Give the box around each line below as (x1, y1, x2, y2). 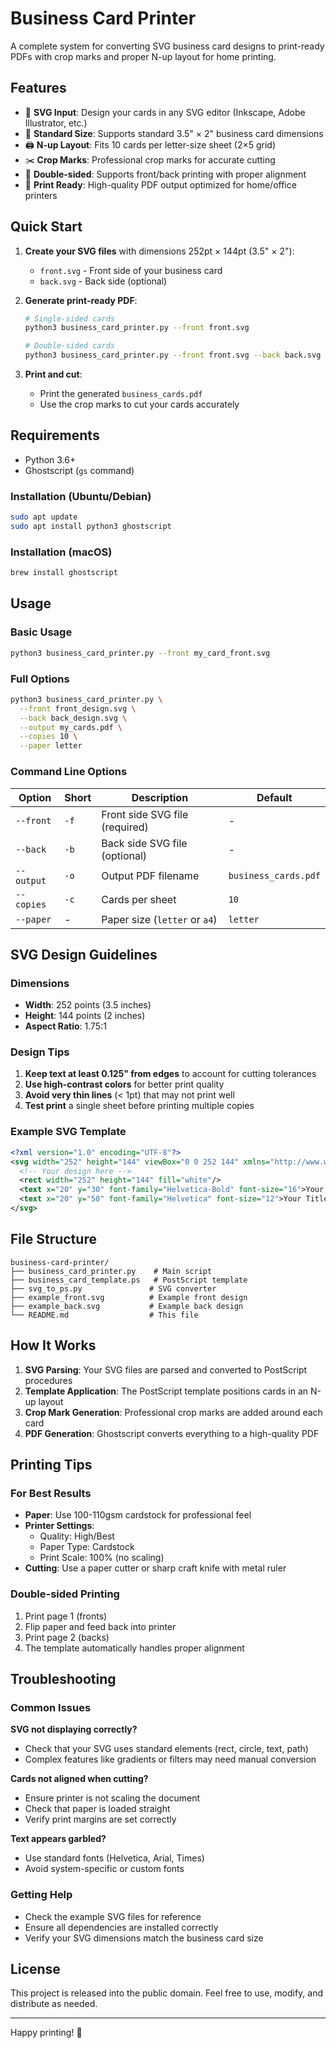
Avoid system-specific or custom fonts (24, 1863, 185, 1875)
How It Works (10, 1337, 97, 1354)
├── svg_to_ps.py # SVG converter (10, 1283, 217, 1294)
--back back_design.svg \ (19, 713, 128, 723)
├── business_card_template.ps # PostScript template (10, 1275, 248, 1285)
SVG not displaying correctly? (10, 1723, 138, 1736)
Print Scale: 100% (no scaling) (39, 1552, 165, 1564)
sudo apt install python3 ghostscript (10, 522, 172, 532)
